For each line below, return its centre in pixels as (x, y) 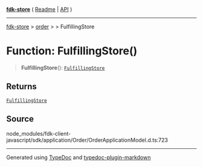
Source (20, 119)
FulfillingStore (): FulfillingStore (63, 68)
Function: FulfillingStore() (72, 51)
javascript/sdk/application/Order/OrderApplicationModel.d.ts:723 (87, 140)
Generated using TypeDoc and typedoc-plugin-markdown (79, 157)
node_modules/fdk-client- (39, 133)
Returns (22, 87)
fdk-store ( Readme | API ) (39, 9)
